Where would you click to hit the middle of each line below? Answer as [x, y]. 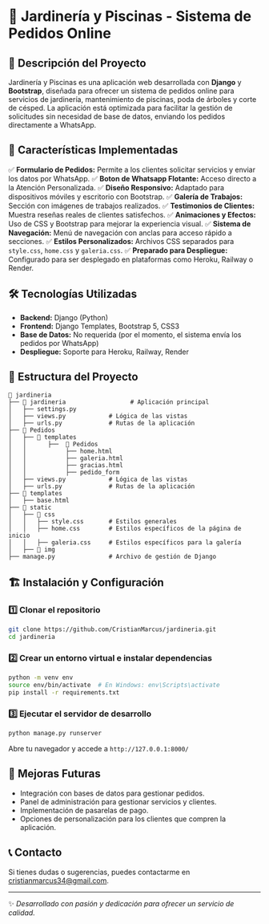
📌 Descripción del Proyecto [77, 63]
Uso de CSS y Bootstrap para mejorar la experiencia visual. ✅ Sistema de [130, 223]
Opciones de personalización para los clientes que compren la [123, 819]
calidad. [22, 912]
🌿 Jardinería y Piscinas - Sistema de [130, 16]
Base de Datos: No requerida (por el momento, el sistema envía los [130, 334]
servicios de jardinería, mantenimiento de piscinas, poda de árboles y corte [132, 99]
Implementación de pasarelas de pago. [84, 810]
